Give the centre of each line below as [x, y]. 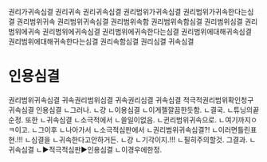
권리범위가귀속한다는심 [218, 12]
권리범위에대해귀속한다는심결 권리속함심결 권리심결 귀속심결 [101, 41]
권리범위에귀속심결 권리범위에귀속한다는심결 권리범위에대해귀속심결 [147, 31]
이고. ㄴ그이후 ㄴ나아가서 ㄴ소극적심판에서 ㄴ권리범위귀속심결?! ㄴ [117, 129]
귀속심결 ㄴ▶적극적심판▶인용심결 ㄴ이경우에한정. [85, 149]
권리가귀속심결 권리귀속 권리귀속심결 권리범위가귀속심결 [95, 12]
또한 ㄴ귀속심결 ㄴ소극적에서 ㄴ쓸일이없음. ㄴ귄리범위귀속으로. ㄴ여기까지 [138, 120]
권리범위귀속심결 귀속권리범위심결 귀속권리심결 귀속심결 [95, 100]
